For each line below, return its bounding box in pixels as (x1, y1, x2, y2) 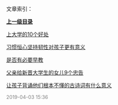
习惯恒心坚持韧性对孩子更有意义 (6, 44, 85, 50)
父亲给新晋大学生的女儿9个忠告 (6, 69, 84, 76)
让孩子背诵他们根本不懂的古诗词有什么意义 (6, 82, 112, 89)
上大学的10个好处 (6, 31, 49, 38)
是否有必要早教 (6, 56, 43, 63)
